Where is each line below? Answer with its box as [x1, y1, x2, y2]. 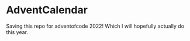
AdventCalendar [6, 3, 88, 17]
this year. [6, 28, 28, 35]
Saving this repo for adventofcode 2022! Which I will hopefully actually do [6, 23, 185, 29]
